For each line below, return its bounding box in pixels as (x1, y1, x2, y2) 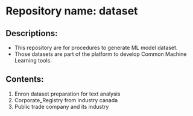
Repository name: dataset (5, 4, 138, 18)
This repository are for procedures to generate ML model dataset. (14, 44, 178, 51)
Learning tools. (14, 57, 52, 64)
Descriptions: (5, 28, 58, 38)
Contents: (5, 74, 44, 85)
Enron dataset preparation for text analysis (14, 90, 121, 97)
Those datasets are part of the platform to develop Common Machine (14, 50, 187, 58)
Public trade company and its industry (14, 103, 109, 110)
